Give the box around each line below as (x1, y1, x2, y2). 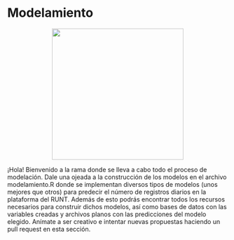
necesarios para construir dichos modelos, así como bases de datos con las (7, 202, 227, 211)
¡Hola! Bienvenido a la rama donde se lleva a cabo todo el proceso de (7, 165, 207, 174)
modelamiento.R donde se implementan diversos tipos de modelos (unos (7, 180, 219, 188)
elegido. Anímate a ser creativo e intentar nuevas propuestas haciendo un (7, 217, 221, 225)
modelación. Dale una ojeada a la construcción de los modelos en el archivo (7, 173, 227, 181)
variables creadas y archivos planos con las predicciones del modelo (7, 210, 207, 218)
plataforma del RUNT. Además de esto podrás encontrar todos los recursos (7, 195, 226, 204)
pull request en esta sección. (7, 225, 91, 233)
